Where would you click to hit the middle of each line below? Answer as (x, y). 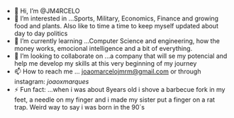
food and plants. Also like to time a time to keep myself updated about (116, 26)
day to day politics (41, 33)
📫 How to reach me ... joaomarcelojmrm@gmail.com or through (107, 71)
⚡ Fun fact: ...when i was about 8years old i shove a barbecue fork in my (119, 89)
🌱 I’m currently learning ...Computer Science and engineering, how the (117, 41)
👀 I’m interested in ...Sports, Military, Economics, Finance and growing (116, 18)
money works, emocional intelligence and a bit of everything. (103, 48)
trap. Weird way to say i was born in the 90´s (79, 107)
